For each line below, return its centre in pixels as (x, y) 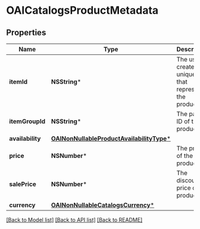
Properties (26, 33)
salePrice (23, 184)
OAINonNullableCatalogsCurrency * (103, 205)
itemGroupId (27, 121)
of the (185, 156)
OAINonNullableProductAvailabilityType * (111, 138)
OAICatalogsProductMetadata (82, 10)
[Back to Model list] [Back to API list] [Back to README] (74, 220)
